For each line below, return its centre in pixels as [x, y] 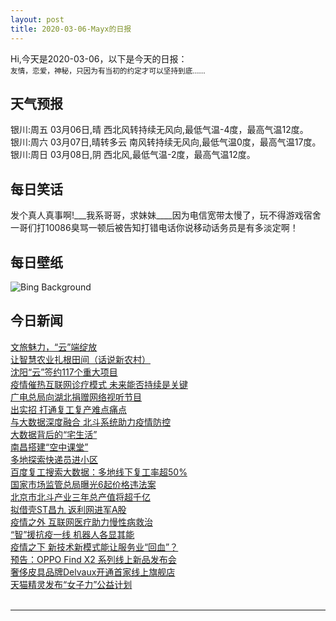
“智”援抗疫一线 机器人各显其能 [72, 534]
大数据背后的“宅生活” [54, 434]
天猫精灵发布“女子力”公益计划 [71, 584]
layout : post [37, 19]
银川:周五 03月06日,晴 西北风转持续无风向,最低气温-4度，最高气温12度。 [159, 130]
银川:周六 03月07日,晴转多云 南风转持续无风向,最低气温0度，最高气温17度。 [166, 142]
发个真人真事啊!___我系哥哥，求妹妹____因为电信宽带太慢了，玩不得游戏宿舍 [166, 215]
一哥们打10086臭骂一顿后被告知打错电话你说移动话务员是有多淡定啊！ [154, 228]
